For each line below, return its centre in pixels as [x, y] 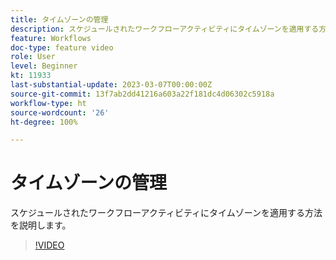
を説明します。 [41, 225]
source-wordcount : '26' [60, 112]
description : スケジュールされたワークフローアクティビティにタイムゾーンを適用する [165, 29]
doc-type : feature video [62, 47]
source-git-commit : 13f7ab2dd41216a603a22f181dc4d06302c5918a [142, 94]
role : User [33, 57]
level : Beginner [44, 66]
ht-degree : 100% [44, 122]
